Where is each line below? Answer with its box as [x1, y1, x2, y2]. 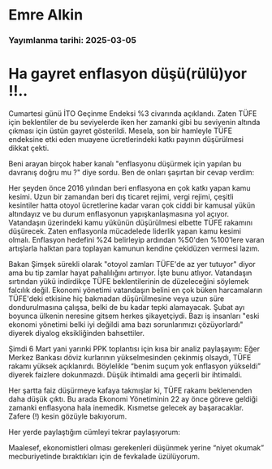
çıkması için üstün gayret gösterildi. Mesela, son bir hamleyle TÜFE [8, 126, 233, 136]
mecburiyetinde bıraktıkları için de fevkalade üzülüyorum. [8, 452, 201, 462]
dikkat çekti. [8, 144, 50, 153]
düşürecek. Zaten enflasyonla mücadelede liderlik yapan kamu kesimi [8, 226, 242, 236]
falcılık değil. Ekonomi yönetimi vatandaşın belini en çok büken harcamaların [8, 286, 263, 295]
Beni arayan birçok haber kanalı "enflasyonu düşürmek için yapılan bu [8, 159, 242, 169]
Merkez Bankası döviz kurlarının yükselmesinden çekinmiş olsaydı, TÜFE [8, 353, 252, 363]
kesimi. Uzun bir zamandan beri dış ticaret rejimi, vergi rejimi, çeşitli [8, 192, 234, 202]
